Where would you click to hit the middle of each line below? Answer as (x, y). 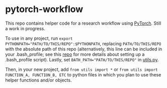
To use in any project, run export (39, 38)
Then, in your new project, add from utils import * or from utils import (81, 69)
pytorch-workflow (44, 9)
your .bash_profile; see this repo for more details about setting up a (75, 54)
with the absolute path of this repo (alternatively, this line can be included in (84, 49)
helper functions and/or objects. (38, 80)
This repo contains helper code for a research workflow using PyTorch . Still (83, 23)
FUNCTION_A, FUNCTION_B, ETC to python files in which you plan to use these (83, 74)
